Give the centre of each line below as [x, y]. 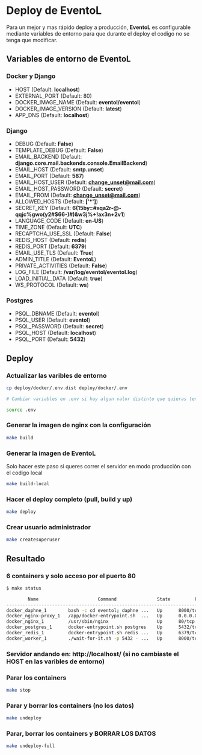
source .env [21, 410]
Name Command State [99, 599]
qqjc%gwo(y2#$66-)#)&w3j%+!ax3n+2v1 [69, 214]
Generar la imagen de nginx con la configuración [79, 425]
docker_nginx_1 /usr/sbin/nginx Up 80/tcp [101, 622]
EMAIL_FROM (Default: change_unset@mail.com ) [78, 195]
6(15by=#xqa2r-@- [97, 208]
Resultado [26, 559]
